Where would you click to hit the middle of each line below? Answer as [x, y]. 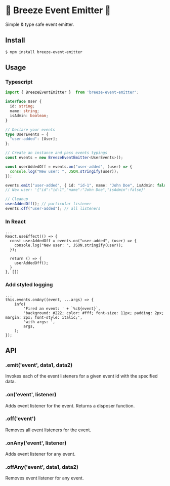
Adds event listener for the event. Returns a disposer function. [70, 405]
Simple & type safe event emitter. [40, 24]
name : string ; [25, 111]
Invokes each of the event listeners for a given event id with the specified [81, 376]
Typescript [19, 82]
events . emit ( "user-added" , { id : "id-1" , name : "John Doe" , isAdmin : [80, 185]
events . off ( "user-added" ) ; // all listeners [53, 209]
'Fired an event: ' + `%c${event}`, [62, 309]
